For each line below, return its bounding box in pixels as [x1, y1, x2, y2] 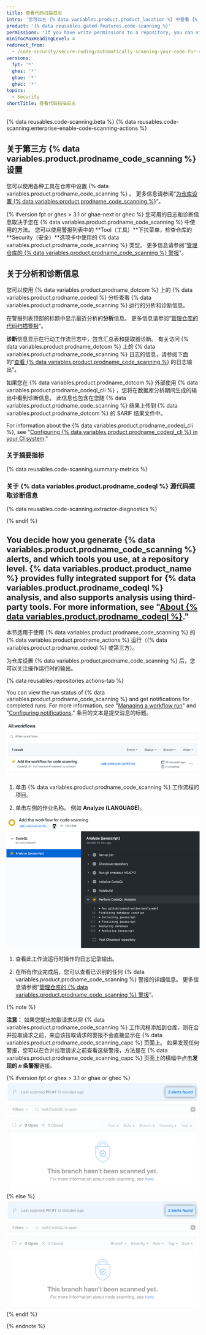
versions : [6, 55, 32, 61]
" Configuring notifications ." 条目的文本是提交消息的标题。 [6, 709, 152, 717]
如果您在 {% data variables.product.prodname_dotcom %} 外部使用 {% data [6, 379, 198, 386]
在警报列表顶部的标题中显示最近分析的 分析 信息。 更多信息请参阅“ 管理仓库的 [6, 314, 199, 322]
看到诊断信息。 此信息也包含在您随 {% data [17, 394, 127, 401]
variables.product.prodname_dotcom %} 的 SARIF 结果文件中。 [6, 409, 167, 417]
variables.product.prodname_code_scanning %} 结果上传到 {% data [6, 401, 178, 409]
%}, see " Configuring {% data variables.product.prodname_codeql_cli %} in [6, 428, 198, 435]
